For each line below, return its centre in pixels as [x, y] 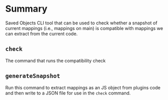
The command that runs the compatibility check [55, 60]
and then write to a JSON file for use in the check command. [68, 93]
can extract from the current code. [41, 34]
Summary [26, 9]
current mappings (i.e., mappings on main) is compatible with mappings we [84, 28]
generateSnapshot [33, 76]
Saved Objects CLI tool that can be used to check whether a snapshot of [81, 23]
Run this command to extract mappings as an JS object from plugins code [83, 87]
